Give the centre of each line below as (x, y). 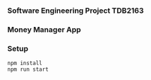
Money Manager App (44, 29)
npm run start (28, 69)
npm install (25, 63)
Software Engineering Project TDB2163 (75, 11)
